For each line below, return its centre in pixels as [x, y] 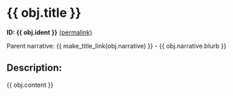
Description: [34, 68]
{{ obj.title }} [44, 13]
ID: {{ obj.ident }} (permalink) [49, 32]
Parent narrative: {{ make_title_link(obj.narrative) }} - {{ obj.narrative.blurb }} [116, 46]
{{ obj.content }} [30, 85]
